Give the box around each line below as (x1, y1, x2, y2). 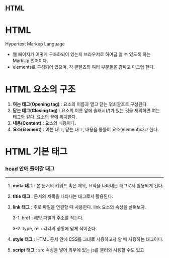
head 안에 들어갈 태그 (5, 165, 55, 172)
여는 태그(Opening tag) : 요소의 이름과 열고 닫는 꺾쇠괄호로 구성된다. (12, 101, 148, 108)
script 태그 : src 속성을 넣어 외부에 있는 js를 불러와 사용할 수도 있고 (12, 247, 144, 253)
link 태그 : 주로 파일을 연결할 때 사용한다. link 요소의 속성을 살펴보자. (12, 204, 146, 210)
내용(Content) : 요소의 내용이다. (12, 120, 76, 126)
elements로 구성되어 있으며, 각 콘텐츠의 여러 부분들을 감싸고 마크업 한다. (12, 64, 155, 70)
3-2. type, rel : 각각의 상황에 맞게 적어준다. (12, 225, 97, 231)
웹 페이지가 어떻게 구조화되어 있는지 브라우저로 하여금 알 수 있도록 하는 (12, 51, 151, 58)
